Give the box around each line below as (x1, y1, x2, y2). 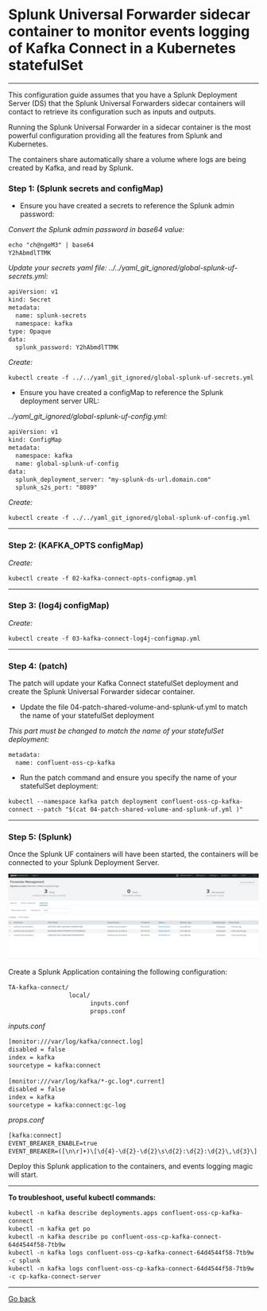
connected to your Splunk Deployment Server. (8, 858, 160, 867)
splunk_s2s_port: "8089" (15, 483, 98, 492)
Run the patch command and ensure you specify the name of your (19, 773, 238, 782)
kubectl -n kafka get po (8, 1224, 91, 1233)
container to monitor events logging (8, 22, 250, 41)
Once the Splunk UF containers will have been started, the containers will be (8, 849, 259, 859)
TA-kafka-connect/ (8, 983, 69, 991)
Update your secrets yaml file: (8, 263, 107, 273)
